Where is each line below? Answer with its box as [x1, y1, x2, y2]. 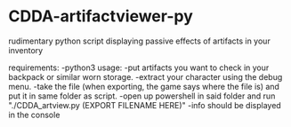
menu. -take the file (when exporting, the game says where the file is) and [8, 81, 279, 91]
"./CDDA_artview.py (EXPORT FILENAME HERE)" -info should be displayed [8, 99, 281, 110]
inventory [8, 44, 44, 55]
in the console [8, 109, 61, 120]
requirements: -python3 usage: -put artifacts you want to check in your [8, 62, 270, 73]
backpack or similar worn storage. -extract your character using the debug [8, 71, 283, 82]
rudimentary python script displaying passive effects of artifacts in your [8, 36, 271, 46]
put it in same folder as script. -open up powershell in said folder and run [8, 91, 276, 101]
